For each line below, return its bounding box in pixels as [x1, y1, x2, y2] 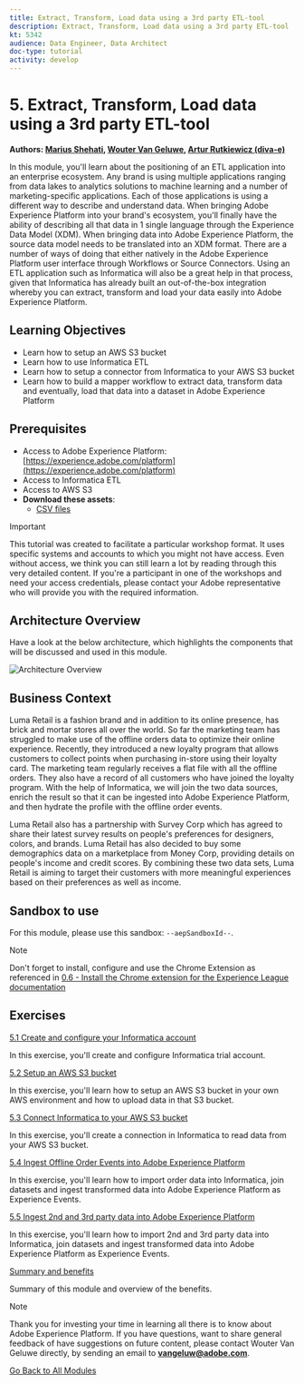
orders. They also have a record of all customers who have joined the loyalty [9, 772, 295, 783]
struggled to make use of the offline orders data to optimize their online [9, 734, 275, 745]
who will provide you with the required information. [9, 586, 199, 597]
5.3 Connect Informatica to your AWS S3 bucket [9, 1112, 188, 1123]
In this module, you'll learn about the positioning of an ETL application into [9, 161, 286, 172]
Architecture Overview [9, 613, 141, 628]
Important [9, 521, 46, 532]
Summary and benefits [9, 1265, 95, 1276]
